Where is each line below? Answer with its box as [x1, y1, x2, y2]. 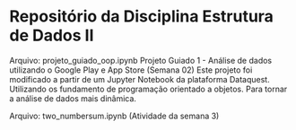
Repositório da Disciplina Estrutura [9, 6, 274, 27]
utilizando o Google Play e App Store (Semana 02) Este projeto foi [9, 65, 253, 75]
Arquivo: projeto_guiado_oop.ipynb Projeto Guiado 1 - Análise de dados [9, 55, 272, 65]
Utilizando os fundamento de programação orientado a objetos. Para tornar [9, 83, 288, 94]
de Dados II [9, 25, 94, 46]
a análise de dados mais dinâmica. [9, 92, 137, 104]
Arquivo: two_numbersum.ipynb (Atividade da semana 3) [9, 110, 220, 121]
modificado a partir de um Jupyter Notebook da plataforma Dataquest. [9, 74, 271, 84]
